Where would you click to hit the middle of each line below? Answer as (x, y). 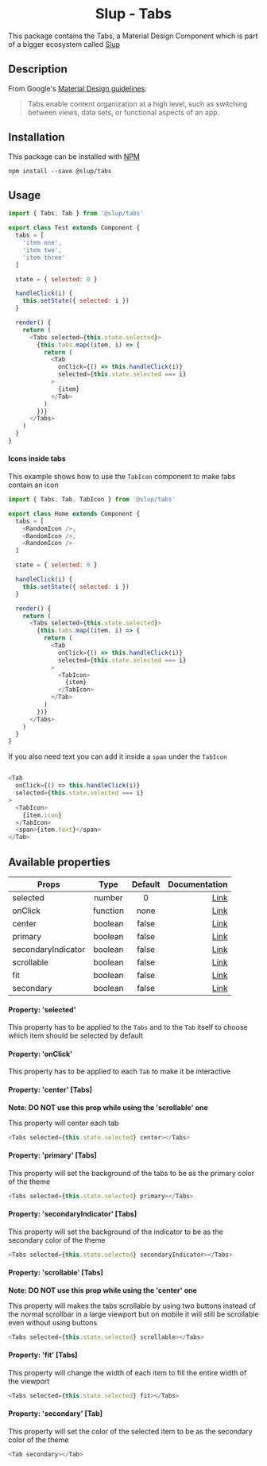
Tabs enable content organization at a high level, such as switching (137, 103)
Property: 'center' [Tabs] (50, 1090)
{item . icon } (42, 815)
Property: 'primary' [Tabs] (53, 1155)
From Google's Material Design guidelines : (77, 88)
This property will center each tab (64, 1123)
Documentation (198, 884)
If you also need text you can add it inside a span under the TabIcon (118, 756)
